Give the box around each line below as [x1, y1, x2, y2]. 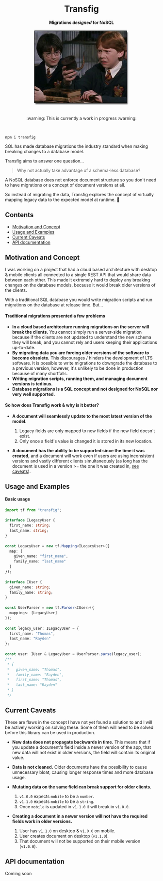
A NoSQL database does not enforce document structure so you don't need [5, 177, 157, 182]
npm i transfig [5, 135, 36, 140]
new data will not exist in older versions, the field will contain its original [12, 749, 155, 755]
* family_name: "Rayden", [7, 672, 64, 677]
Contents [5, 211, 34, 219]
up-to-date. [12, 344, 35, 350]
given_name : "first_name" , [14, 554, 68, 559]
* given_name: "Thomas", [7, 667, 62, 672]
